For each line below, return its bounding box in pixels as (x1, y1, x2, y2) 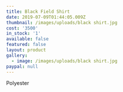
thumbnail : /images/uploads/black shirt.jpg (6, 19, 118, 25)
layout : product (6, 47, 46, 53)
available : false (6, 36, 49, 42)
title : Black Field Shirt (6, 8, 70, 15)
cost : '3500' (6, 25, 38, 31)
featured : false (6, 42, 46, 48)
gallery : (6, 52, 28, 58)
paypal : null (6, 63, 38, 70)
